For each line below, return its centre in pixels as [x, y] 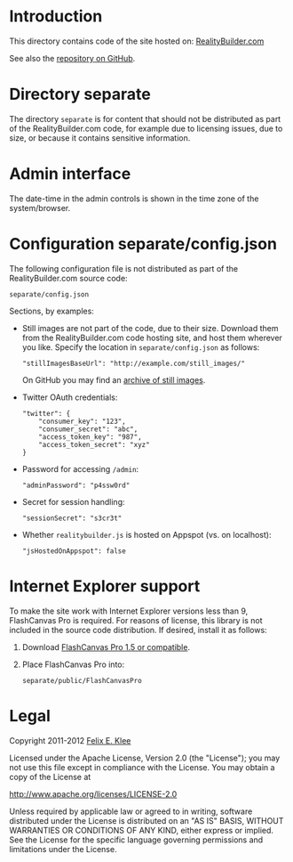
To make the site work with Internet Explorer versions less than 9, [129, 611]
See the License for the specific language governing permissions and [136, 840]
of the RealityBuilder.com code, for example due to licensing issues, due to [146, 128]
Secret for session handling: [74, 501]
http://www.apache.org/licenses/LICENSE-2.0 [93, 793]
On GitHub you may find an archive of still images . [114, 379]
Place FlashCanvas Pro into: [73, 664]
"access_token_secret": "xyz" [94, 444]
